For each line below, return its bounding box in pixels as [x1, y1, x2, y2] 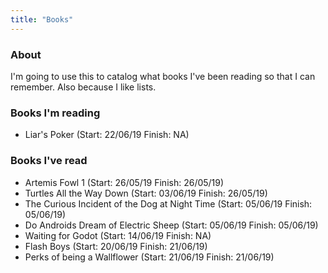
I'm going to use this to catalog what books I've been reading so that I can [10, 70, 316, 82]
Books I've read [10, 154, 88, 168]
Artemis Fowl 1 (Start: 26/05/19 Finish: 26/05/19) [24, 176, 225, 188]
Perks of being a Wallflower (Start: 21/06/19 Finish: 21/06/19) [24, 251, 275, 263]
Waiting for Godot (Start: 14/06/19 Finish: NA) [24, 229, 212, 241]
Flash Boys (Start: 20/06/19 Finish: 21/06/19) [24, 240, 208, 252]
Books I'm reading [10, 106, 101, 120]
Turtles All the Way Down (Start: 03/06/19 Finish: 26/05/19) [24, 187, 268, 199]
